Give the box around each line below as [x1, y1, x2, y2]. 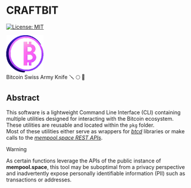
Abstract [6, 93, 40, 103]
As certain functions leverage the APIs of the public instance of [6, 157, 162, 164]
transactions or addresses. [6, 176, 72, 183]
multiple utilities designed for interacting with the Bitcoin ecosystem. [6, 115, 174, 122]
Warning [6, 145, 27, 152]
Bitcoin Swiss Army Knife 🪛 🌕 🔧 [6, 73, 85, 80]
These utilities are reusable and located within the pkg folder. [6, 121, 155, 129]
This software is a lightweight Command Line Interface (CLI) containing [6, 108, 181, 116]
